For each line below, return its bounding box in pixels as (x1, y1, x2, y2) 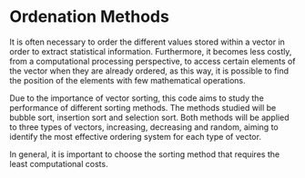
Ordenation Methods (9, 6, 170, 27)
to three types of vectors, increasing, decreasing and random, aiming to (9, 121, 280, 133)
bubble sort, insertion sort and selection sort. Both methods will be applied (9, 112, 290, 123)
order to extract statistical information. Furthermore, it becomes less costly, (9, 45, 292, 56)
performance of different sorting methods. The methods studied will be (9, 102, 277, 113)
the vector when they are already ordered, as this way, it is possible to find (9, 65, 290, 76)
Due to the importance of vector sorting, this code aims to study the (9, 93, 264, 104)
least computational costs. (9, 158, 108, 169)
